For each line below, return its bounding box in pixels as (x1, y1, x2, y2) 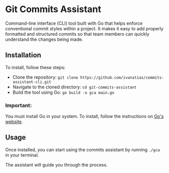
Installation (5, 51, 41, 60)
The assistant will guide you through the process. (5, 161, 108, 167)
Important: (5, 102, 32, 109)
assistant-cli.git (12, 79, 51, 84)
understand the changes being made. (5, 36, 83, 42)
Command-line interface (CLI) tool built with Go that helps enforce (5, 20, 143, 26)
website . (5, 119, 23, 125)
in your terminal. (5, 152, 39, 158)
